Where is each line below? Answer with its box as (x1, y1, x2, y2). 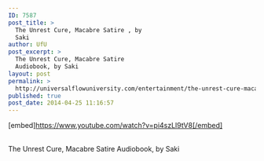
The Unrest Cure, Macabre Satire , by (15, 26, 143, 34)
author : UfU (8, 41, 47, 49)
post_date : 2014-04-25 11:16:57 (8, 99, 114, 107)
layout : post (8, 70, 51, 78)
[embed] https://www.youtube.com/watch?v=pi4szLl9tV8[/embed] (8, 121, 223, 130)
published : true (8, 92, 61, 100)
